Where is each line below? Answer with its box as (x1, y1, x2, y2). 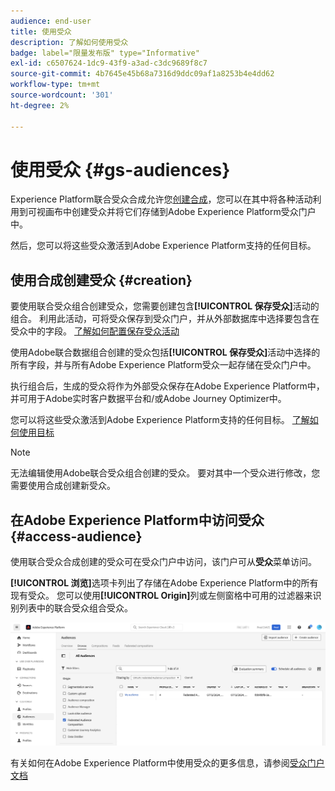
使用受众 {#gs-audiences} (10, 158, 231, 181)
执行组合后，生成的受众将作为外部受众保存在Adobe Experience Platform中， (10, 380, 325, 392)
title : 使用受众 (10, 26, 72, 37)
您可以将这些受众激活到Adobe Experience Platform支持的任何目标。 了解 (10, 414, 310, 426)
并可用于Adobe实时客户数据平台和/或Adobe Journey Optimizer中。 (10, 393, 287, 405)
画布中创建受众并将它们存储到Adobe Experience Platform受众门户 (44, 206, 317, 218)
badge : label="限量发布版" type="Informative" (10, 48, 200, 58)
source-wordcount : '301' (10, 90, 114, 100)
